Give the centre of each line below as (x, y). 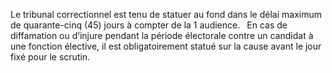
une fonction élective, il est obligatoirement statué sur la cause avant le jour (166, 46)
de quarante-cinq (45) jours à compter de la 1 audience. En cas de (149, 25)
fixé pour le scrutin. (50, 57)
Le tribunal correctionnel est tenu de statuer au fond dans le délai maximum (166, 14)
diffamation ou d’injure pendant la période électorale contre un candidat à (162, 35)
